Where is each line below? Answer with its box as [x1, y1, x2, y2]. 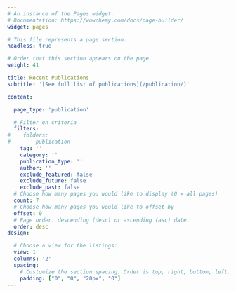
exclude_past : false [20, 184, 80, 191]
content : [7, 93, 33, 100]
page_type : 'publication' [13, 106, 90, 113]
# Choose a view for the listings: [13, 243, 118, 250]
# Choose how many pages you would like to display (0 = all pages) [13, 191, 218, 198]
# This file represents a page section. [7, 36, 128, 43]
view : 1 [13, 249, 37, 256]
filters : [13, 125, 39, 132]
